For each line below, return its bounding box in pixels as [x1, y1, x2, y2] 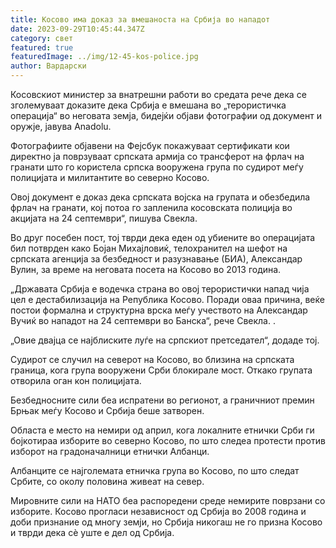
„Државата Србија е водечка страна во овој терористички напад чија [10, 283, 310, 295]
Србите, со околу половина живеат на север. [10, 476, 205, 487]
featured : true [10, 42, 74, 53]
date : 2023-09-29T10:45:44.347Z [10, 24, 145, 34]
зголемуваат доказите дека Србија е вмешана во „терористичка [10, 99, 287, 111]
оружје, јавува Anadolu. [10, 121, 112, 132]
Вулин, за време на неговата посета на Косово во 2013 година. [10, 264, 282, 275]
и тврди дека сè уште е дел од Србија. [10, 527, 175, 538]
